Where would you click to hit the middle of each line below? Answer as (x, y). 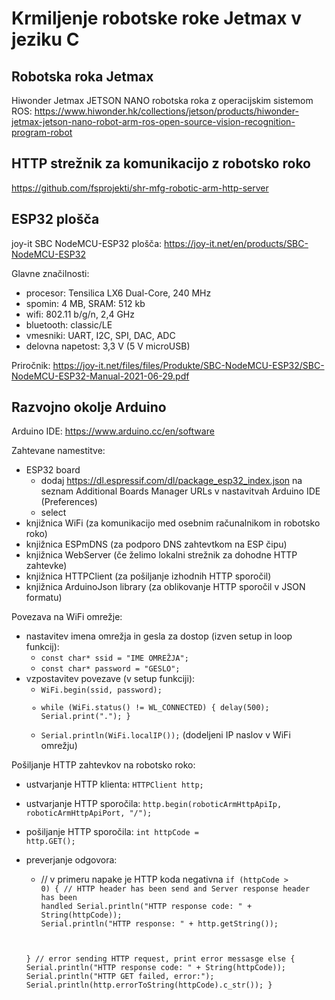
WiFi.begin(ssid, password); (101, 690)
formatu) (44, 598)
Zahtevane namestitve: (58, 451)
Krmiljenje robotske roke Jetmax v (157, 18)
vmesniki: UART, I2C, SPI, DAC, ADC (100, 335)
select (53, 513)
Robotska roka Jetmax (82, 76)
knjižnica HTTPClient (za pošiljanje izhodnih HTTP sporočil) (148, 576)
